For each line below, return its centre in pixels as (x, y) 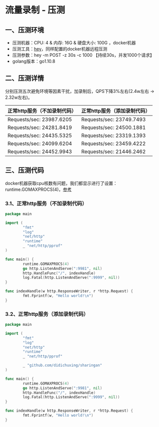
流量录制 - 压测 (35, 10)
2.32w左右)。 (19, 97)
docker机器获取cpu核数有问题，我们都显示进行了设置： (61, 183)
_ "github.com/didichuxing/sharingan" (63, 365)
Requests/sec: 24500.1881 (113, 128)
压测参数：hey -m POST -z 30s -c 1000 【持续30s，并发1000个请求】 (83, 55)
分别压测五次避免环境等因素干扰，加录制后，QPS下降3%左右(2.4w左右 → (80, 91)
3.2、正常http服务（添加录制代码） (47, 314)
